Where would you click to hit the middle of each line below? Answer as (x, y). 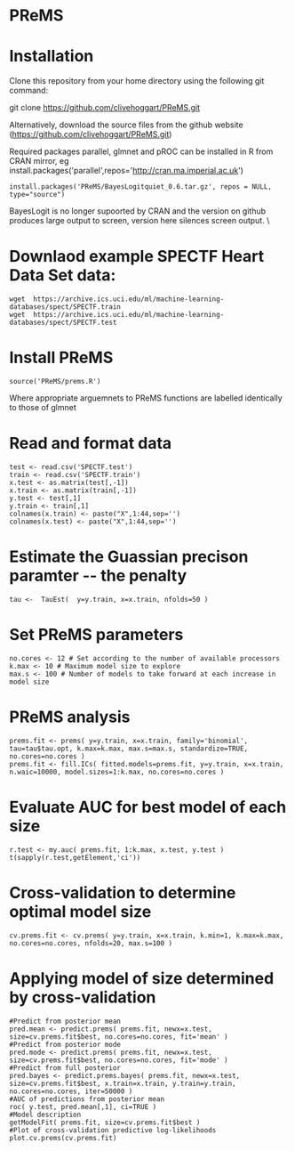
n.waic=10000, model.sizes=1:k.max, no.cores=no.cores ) (117, 772)
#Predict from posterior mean (65, 1021)
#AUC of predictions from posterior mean (87, 1099)
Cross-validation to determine (123, 892)
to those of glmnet (43, 407)
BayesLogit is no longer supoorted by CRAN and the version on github (138, 211)
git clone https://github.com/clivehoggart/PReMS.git (105, 108)
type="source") (37, 195)
